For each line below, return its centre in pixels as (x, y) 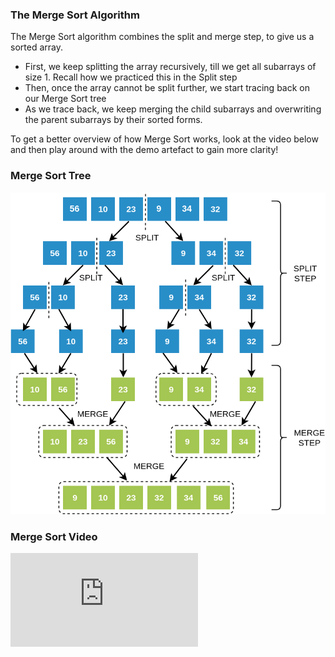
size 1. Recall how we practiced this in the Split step (131, 77)
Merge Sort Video (54, 537)
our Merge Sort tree (65, 99)
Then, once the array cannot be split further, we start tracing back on (167, 88)
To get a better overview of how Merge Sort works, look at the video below (164, 139)
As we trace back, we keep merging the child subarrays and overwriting (173, 109)
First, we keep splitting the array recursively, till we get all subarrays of (170, 67)
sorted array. (36, 47)
